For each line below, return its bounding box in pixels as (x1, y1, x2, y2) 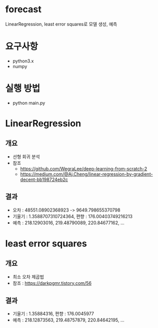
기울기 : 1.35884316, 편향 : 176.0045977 (12, 311, 95, 317)
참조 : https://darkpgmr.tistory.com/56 (12, 280, 92, 286)
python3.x (12, 57, 34, 64)
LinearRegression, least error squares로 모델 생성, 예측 (5, 21, 117, 27)
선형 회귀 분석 (12, 154, 40, 160)
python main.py (12, 100, 46, 106)
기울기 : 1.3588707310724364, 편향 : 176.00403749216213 (12, 213, 133, 219)
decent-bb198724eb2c (20, 176, 68, 183)
